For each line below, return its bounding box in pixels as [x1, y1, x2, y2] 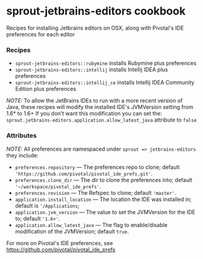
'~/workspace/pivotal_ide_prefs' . [15, 183, 101, 190]
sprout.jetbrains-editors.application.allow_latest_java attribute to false [6, 116, 197, 123]
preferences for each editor [6, 30, 75, 38]
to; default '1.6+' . [15, 215, 61, 222]
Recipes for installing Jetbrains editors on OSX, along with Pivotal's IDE [6, 24, 184, 31]
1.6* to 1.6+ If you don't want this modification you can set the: [6, 110, 162, 117]
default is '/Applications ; [15, 202, 80, 209]
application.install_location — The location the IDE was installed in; [15, 195, 192, 203]
